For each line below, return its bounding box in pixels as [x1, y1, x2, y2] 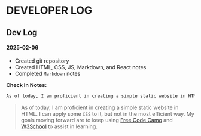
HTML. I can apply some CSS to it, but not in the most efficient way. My [20, 110, 194, 117]
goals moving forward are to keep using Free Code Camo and [20, 116, 173, 123]
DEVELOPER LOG [6, 4, 93, 17]
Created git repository [14, 57, 69, 64]
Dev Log [6, 27, 38, 38]
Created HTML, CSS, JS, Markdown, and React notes [14, 63, 147, 70]
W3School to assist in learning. [20, 123, 98, 130]
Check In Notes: [6, 81, 47, 88]
